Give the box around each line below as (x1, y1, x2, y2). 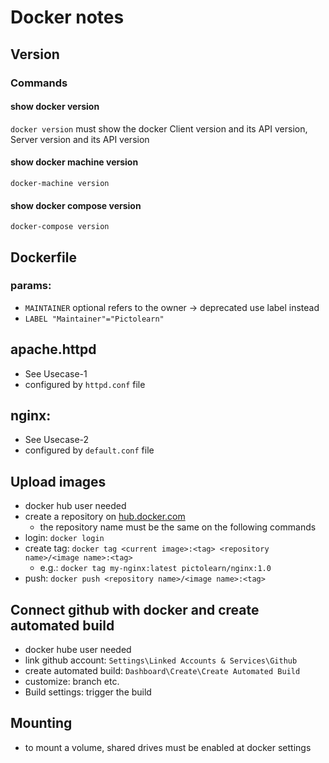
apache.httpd (10, 341, 97, 358)
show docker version (10, 101, 100, 113)
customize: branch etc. (24, 676, 120, 688)
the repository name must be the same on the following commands (39, 521, 317, 533)
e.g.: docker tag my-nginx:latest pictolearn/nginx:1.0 (39, 562, 272, 574)
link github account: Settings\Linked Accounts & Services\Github (24, 654, 298, 666)
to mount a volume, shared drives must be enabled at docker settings (24, 741, 312, 753)
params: (10, 279, 52, 293)
